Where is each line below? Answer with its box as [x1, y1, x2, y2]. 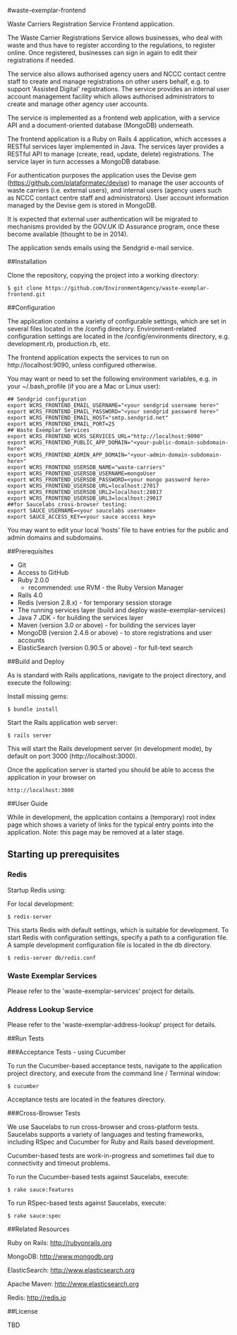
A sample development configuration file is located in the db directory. [7, 941, 212, 949]
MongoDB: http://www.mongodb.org [7, 1252, 114, 1261]
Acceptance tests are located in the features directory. [7, 1095, 166, 1104]
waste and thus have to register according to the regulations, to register [7, 41, 216, 49]
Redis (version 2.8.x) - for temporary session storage [17, 598, 172, 607]
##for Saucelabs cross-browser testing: [7, 501, 128, 508]
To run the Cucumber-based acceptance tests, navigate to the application [7, 1062, 222, 1070]
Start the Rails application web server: [7, 718, 118, 726]
